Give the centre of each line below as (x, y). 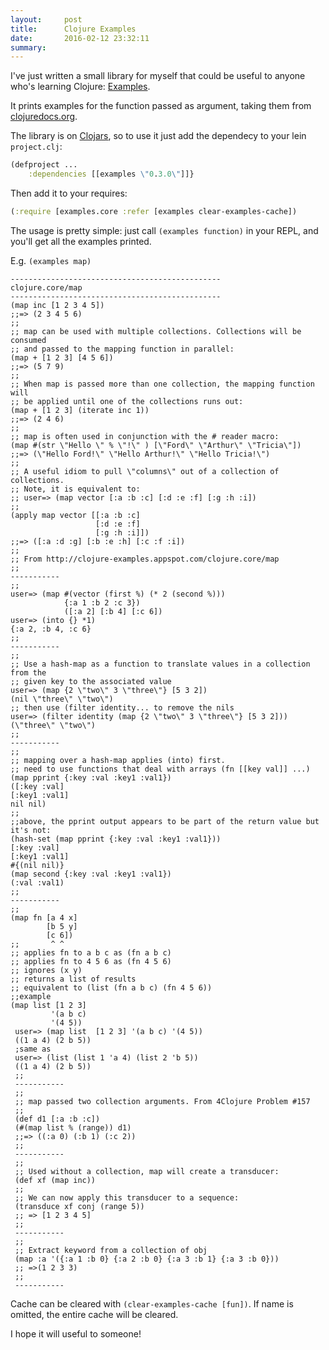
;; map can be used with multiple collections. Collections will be (156, 331)
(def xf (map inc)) (55, 1180)
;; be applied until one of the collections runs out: (127, 401)
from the (28, 672)
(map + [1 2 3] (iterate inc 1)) (80, 410)
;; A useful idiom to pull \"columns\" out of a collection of (145, 471)
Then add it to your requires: (69, 193)
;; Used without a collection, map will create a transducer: (147, 1171)
